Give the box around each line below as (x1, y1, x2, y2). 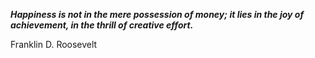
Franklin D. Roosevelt (10, 39, 98, 50)
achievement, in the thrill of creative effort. (10, 19, 194, 31)
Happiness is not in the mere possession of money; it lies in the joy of (10, 9, 305, 20)
